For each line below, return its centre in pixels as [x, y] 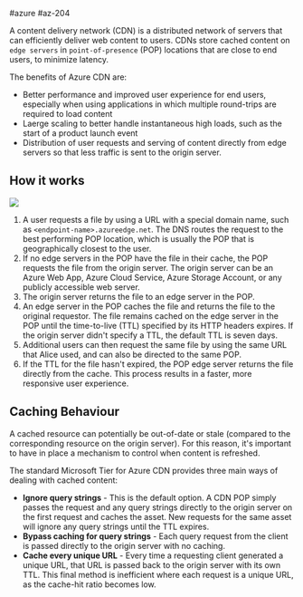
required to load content [67, 114]
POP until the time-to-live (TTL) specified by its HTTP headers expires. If [158, 325]
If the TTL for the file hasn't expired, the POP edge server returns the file [158, 364]
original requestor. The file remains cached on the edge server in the [150, 315]
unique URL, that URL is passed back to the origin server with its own [151, 564]
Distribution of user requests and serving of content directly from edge [155, 143]
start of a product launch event [80, 133]
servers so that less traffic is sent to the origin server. [122, 152]
